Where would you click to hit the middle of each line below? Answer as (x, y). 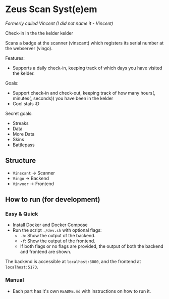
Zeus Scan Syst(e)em (51, 9)
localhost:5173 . (22, 267)
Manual (15, 280)
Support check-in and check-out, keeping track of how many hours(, (84, 93)
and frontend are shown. (46, 252)
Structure (21, 161)
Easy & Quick (22, 214)
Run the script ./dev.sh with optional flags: (57, 230)
